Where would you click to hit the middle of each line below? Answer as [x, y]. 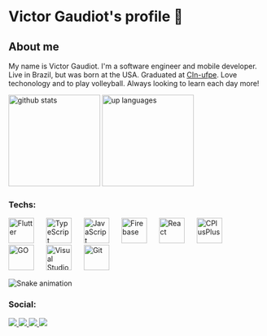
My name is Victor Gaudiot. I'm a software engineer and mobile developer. [133, 66]
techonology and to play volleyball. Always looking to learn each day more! [134, 83]
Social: [22, 304]
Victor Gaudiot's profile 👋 [96, 17]
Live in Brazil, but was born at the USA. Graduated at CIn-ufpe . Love [123, 75]
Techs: [22, 204]
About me [34, 47]
